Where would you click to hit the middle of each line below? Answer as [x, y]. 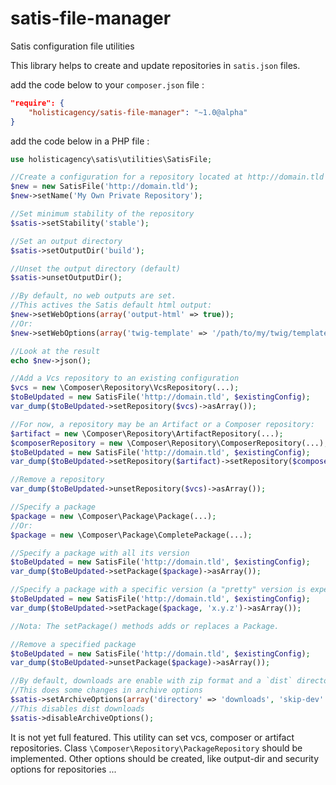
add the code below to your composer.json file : [107, 84]
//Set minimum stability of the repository [102, 214]
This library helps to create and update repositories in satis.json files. [155, 65]
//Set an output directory [66, 241]
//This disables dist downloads [77, 708]
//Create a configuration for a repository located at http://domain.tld [167, 177]
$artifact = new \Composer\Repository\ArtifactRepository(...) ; [147, 433]
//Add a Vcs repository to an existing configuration [125, 378]
